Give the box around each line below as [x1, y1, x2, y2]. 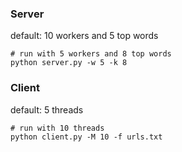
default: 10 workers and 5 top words [10, 30, 159, 42]
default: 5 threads [10, 103, 84, 116]
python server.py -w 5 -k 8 [10, 58, 128, 68]
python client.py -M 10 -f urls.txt [10, 132, 163, 142]
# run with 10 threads [10, 123, 105, 133]
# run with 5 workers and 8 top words [10, 49, 172, 59]
